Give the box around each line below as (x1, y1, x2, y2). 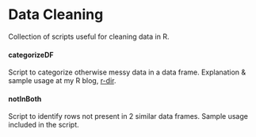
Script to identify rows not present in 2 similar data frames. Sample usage (8, 112, 248, 121)
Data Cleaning (8, 6, 104, 24)
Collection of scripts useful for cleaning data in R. (8, 32, 170, 41)
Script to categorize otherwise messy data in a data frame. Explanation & (8, 67, 246, 77)
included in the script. (8, 120, 79, 130)
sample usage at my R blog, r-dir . (8, 76, 117, 86)
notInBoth (8, 93, 42, 104)
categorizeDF (8, 50, 54, 59)
